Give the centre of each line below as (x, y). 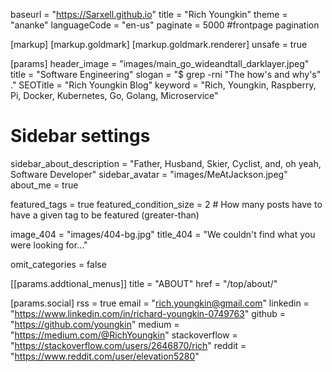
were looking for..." (49, 245)
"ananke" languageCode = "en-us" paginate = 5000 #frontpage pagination (165, 25)
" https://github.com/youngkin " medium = (95, 324)
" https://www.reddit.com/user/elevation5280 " (105, 356)
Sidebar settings (80, 136)
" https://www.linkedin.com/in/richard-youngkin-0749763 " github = (148, 313)
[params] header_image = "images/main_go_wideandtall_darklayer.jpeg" (160, 63)
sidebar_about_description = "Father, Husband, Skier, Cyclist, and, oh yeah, (166, 163)
